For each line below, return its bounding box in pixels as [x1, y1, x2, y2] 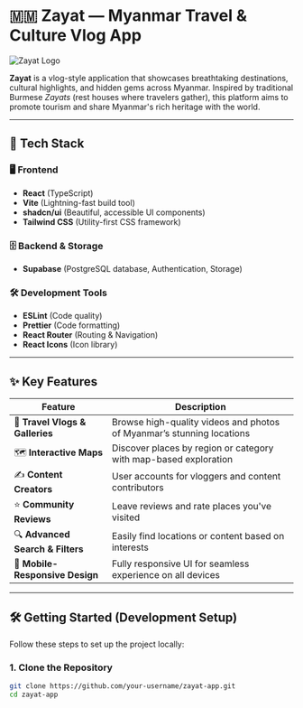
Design [67, 569, 99, 582]
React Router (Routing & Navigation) [22, 330, 159, 340]
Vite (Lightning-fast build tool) [22, 197, 135, 208]
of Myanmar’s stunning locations [111, 427, 251, 440]
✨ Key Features [9, 374, 97, 389]
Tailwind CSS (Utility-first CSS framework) [22, 216, 182, 227]
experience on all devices [111, 569, 221, 582]
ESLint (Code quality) [22, 311, 103, 321]
